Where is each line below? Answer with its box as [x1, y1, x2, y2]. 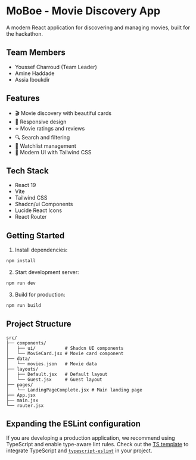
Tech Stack [6, 166, 49, 176]
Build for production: [14, 291, 66, 298]
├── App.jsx [6, 392, 36, 398]
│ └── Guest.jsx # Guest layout [6, 377, 102, 383]
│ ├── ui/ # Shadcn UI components [6, 345, 124, 351]
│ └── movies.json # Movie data [6, 360, 97, 367]
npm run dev [6, 280, 36, 287]
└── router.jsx [6, 402, 44, 409]
